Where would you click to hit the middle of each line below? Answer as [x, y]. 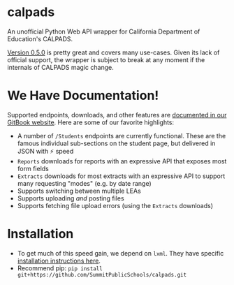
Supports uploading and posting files [71, 198]
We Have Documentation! [83, 96]
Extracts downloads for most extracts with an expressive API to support [121, 176]
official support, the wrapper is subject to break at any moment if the [106, 59]
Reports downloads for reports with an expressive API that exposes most [122, 161]
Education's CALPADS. [40, 38]
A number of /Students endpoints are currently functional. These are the [122, 136]
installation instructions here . [59, 261]
